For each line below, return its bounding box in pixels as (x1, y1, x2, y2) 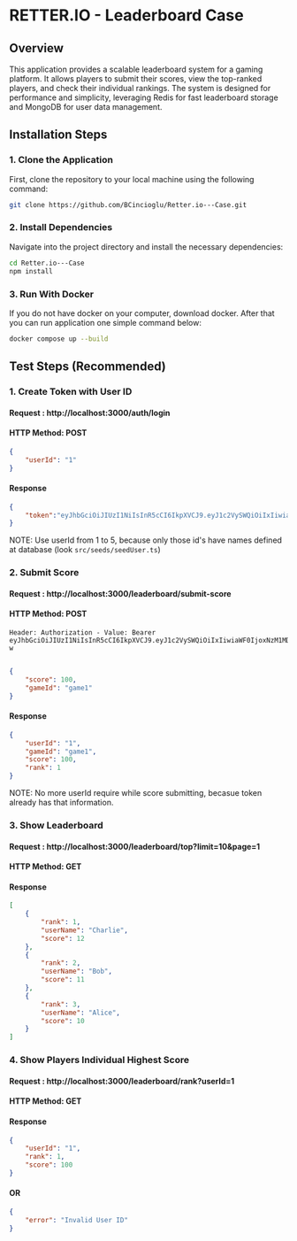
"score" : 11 (41, 975, 86, 984)
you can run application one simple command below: (9, 317, 202, 328)
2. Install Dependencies (9, 221, 113, 234)
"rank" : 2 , (41, 959, 81, 967)
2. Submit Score (9, 567, 80, 579)
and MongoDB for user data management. (9, 102, 163, 112)
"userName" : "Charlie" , (41, 926, 128, 935)
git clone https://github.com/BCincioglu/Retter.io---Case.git (9, 200, 247, 209)
